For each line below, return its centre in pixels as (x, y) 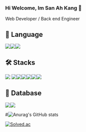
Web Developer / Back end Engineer (42, 19)
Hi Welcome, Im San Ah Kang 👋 (43, 8)
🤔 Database (23, 93)
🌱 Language (24, 34)
